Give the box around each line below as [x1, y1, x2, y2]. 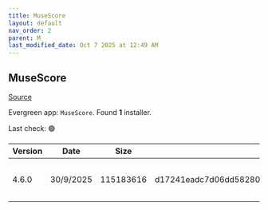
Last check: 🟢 [8, 123, 56, 133]
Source [8, 92, 32, 101]
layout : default [8, 19, 62, 27]
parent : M [8, 34, 41, 42]
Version [12, 145, 43, 157]
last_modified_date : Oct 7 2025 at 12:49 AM [8, 42, 159, 50]
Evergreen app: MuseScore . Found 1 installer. [8, 107, 152, 117]
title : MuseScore [8, 11, 66, 20]
